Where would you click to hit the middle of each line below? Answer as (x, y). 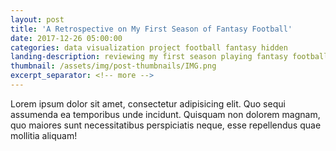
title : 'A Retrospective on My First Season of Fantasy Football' (151, 29)
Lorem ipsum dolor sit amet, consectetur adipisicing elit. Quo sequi (148, 103)
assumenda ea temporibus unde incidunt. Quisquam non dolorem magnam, (165, 114)
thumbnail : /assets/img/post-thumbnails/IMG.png (113, 66)
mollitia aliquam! (44, 135)
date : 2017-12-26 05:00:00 (66, 38)
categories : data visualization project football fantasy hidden (149, 47)
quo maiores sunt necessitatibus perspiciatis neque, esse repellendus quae (166, 125)
